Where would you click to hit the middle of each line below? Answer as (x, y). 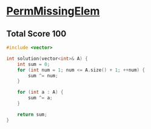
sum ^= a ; (40, 98)
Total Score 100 (36, 34)
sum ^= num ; (43, 75)
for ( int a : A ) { (40, 92)
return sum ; (32, 114)
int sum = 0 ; (34, 64)
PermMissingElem (53, 11)
